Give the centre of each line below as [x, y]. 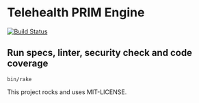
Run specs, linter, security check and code [100, 53]
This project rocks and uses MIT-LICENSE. [67, 92]
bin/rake [19, 79]
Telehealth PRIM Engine [76, 13]
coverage [28, 64]
